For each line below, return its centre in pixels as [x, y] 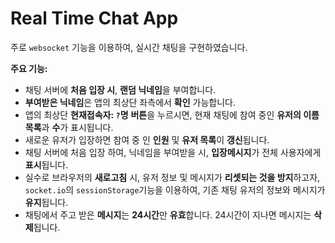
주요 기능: [29, 68]
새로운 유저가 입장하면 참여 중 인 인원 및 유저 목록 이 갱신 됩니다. [147, 139]
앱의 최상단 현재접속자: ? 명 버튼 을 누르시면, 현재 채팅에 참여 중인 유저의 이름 [172, 114]
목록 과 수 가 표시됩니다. [69, 127]
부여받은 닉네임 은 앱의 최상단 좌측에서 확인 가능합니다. [130, 102]
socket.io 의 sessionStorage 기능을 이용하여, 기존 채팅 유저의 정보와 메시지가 [175, 189]
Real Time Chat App [94, 18]
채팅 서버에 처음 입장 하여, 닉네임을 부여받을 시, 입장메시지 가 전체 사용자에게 [173, 152]
